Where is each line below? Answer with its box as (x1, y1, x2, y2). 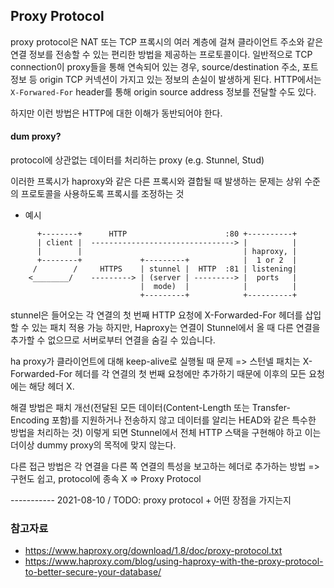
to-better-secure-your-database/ (24, 566, 162, 578)
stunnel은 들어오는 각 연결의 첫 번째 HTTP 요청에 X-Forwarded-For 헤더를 (10, 309, 303, 321)
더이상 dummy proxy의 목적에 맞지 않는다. (10, 439, 177, 451)
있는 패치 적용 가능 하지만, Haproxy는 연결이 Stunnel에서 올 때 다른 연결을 (31, 322, 321, 334)
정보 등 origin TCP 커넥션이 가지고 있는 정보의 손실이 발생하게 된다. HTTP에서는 (10, 73, 322, 85)
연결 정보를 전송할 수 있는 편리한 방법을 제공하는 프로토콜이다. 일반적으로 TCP (10, 48, 313, 60)
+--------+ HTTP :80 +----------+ (36, 229, 298, 239)
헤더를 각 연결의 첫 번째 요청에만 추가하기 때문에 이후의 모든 (74, 368, 307, 380)
